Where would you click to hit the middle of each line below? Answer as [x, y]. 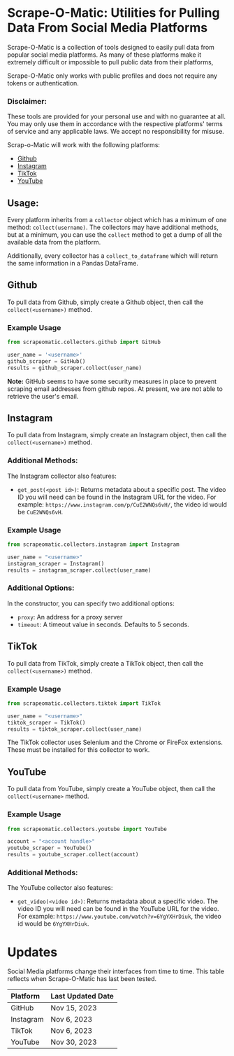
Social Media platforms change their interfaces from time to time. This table [116, 971]
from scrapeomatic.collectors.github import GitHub [84, 342]
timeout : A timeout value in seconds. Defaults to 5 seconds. [103, 624]
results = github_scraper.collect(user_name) [74, 368]
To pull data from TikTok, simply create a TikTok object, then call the [105, 663]
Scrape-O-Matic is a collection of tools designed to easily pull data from [111, 47]
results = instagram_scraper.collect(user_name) [79, 570]
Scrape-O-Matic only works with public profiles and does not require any [112, 76]
